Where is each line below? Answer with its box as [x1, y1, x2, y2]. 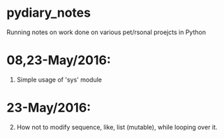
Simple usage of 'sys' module [16, 75, 103, 84]
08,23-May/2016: [6, 52, 111, 68]
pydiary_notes [6, 5, 91, 21]
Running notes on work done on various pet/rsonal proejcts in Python [6, 28, 207, 36]
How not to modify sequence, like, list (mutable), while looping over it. [16, 123, 218, 131]
